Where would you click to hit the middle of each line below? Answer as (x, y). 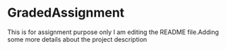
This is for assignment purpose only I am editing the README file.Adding (113, 32)
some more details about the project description (77, 39)
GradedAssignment (66, 13)
